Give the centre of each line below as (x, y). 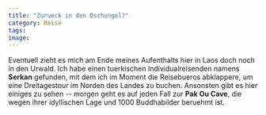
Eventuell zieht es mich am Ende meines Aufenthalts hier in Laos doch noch (132, 60)
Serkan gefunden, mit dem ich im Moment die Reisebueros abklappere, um (131, 77)
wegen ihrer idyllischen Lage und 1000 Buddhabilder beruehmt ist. (117, 102)
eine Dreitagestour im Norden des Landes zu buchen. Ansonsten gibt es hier (133, 86)
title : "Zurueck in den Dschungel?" (68, 15)
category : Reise (35, 23)
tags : (17, 30)
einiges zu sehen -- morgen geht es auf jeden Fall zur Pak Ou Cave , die (125, 94)
